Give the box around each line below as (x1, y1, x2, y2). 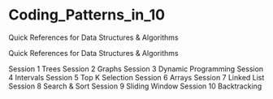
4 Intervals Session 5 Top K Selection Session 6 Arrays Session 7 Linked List (8, 72, 265, 82)
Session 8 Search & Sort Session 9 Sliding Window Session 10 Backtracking (8, 81, 262, 91)
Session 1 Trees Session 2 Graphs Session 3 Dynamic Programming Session (8, 63, 264, 74)
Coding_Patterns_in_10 (8, 6, 165, 24)
